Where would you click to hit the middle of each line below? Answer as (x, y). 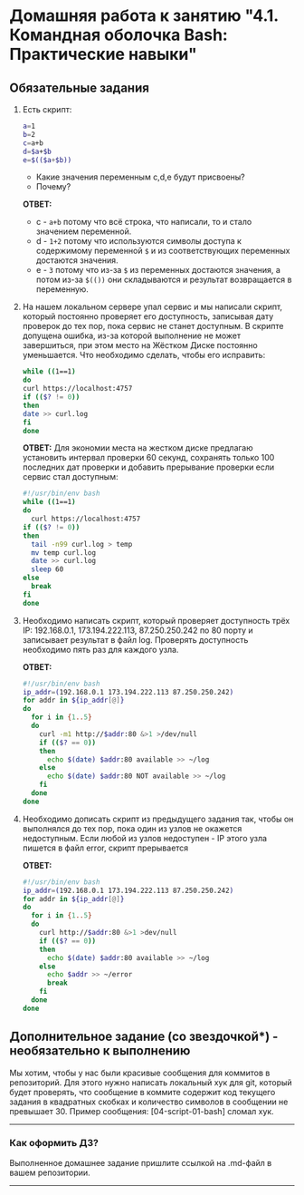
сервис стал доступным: (70, 477)
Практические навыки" (103, 54)
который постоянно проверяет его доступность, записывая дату (148, 316)
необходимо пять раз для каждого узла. (100, 649)
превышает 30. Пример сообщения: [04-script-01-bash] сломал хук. (142, 1111)
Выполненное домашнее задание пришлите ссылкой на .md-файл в (141, 1162)
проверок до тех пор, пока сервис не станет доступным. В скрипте (153, 326)
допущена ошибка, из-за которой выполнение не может (132, 335)
